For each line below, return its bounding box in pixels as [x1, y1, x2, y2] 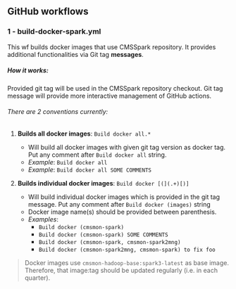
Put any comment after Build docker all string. [27, 150, 167, 159]
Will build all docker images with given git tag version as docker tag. [27, 143, 226, 151]
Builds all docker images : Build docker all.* [17, 129, 151, 138]
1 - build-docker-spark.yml [7, 27, 101, 37]
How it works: [7, 66, 49, 75]
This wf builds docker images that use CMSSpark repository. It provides [7, 42, 216, 51]
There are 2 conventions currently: [7, 108, 108, 116]
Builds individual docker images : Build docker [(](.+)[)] [17, 179, 190, 187]
